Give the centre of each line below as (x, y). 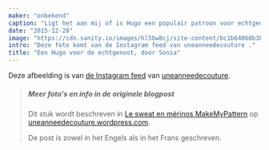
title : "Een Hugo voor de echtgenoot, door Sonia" (94, 53)
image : (19, 38)
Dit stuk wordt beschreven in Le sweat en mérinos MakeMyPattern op (143, 113)
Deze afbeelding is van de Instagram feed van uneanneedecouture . (119, 75)
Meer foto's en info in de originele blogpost (101, 93)
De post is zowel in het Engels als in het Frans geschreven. (124, 137)
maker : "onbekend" (39, 16)
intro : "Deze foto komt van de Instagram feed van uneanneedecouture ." (132, 45)
